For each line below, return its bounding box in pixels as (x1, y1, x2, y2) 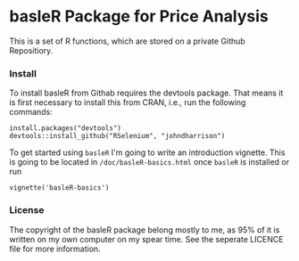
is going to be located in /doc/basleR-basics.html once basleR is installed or (9, 157, 290, 167)
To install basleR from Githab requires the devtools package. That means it (9, 87, 284, 99)
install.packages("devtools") (9, 124, 122, 133)
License (9, 204, 45, 216)
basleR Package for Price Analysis (9, 6, 270, 27)
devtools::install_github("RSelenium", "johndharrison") (9, 132, 226, 141)
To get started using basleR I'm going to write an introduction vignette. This (9, 147, 286, 158)
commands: (9, 107, 54, 118)
